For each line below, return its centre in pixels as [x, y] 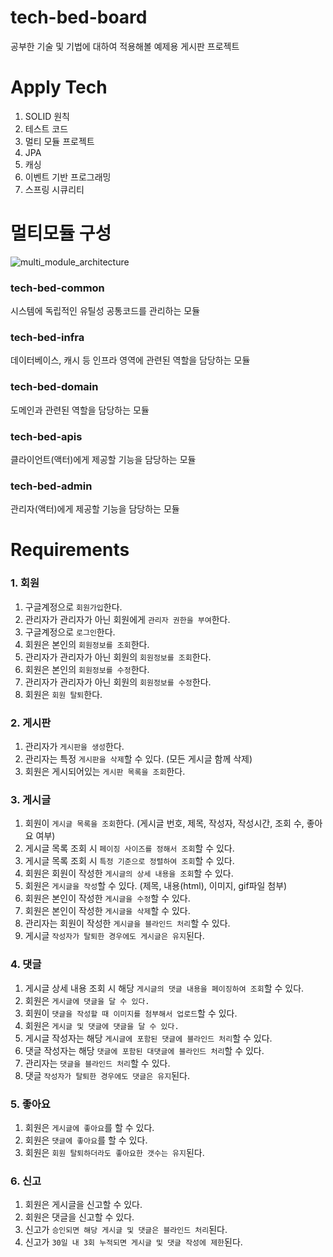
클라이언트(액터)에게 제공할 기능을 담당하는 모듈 [103, 459]
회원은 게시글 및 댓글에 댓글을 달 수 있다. [102, 1025]
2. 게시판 [31, 723]
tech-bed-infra [47, 338]
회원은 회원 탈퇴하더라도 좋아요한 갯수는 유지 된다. [114, 1152]
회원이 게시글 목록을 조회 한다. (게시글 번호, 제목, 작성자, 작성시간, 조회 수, [164, 823]
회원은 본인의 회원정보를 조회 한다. [87, 644]
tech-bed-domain [54, 387]
